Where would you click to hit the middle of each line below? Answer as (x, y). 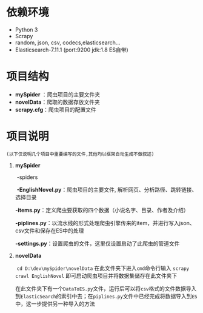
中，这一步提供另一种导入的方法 (55, 303)
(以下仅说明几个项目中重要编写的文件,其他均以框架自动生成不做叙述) (80, 154)
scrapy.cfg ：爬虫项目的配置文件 (56, 109)
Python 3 (26, 29)
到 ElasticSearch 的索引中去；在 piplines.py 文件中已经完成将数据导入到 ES (106, 296)
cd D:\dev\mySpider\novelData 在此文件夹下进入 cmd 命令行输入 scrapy (103, 268)
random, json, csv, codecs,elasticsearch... (68, 42)
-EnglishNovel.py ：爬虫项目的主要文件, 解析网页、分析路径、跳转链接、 (107, 189)
